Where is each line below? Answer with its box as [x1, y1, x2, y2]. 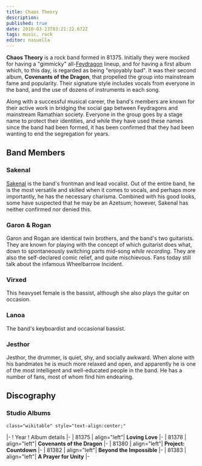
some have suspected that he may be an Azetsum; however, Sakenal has [6, 199, 189, 207]
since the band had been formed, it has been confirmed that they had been [6, 124, 194, 131]
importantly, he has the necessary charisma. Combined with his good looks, [6, 193, 196, 200]
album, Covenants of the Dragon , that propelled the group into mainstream [6, 74, 194, 80]
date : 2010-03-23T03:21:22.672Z [6, 26, 88, 32]
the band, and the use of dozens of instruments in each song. [6, 86, 161, 93]
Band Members [6, 148, 66, 158]
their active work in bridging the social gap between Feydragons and [6, 105, 178, 111]
